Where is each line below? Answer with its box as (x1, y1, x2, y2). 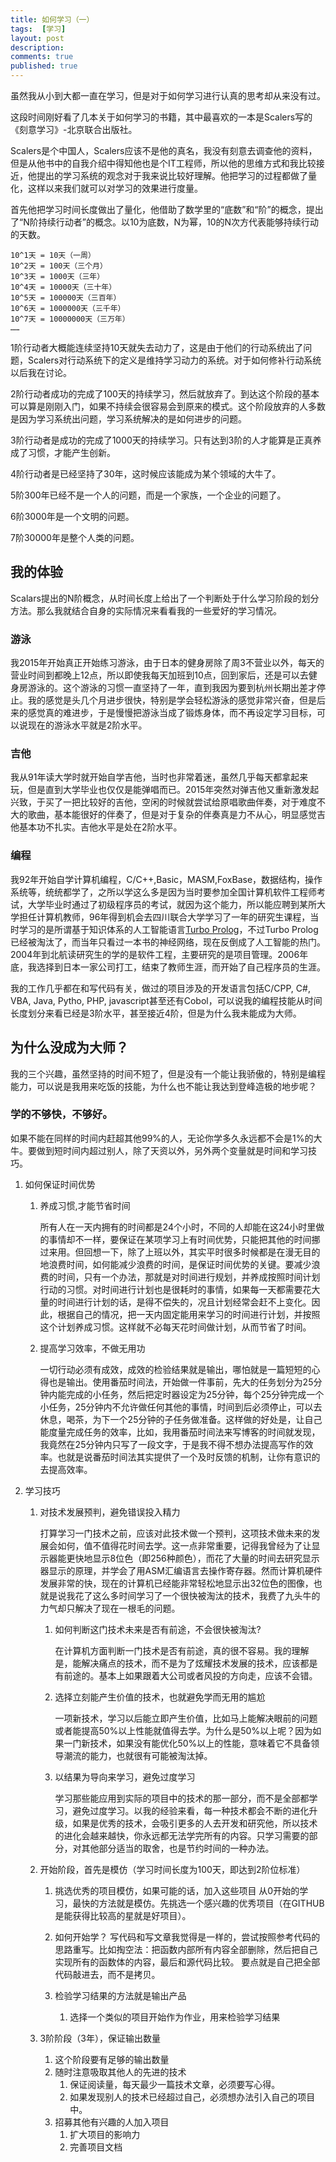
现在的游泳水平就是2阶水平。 (27, 719, 148, 731)
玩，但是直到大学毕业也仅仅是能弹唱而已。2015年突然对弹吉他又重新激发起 (10, 784, 320, 796)
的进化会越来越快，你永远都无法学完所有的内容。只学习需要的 (54, 1829, 310, 1841)
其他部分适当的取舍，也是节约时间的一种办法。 (81, 1842, 275, 1854)
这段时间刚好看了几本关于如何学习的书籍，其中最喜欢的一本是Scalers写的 (10, 111, 313, 123)
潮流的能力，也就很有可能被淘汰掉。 (63, 1749, 213, 1761)
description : (10, 42, 65, 53)
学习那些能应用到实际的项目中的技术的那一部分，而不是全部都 (54, 1792, 310, 1804)
